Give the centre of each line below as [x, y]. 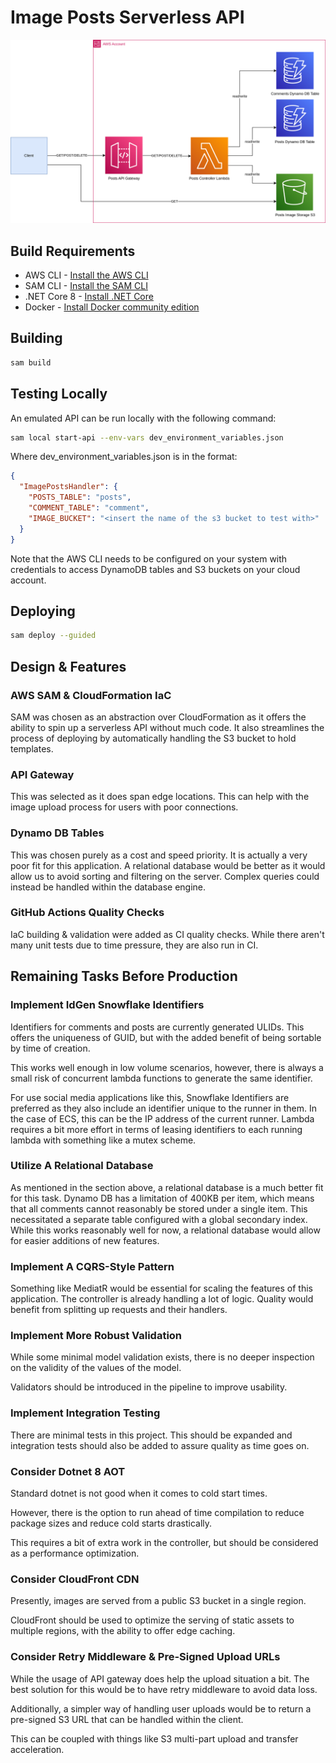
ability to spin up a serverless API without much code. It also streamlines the [167, 727]
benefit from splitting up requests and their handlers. [119, 1310]
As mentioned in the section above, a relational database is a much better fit [167, 1187]
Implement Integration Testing [85, 1413]
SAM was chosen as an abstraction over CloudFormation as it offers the [158, 717]
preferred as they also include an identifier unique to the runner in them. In [163, 1108]
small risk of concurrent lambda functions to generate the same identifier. [161, 1078]
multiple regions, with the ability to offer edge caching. [123, 1631]
